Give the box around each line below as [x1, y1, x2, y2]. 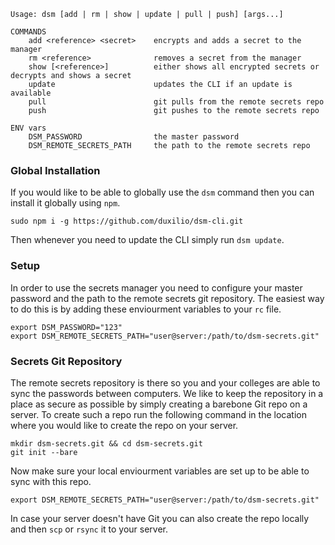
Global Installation [10, 163, 101, 177]
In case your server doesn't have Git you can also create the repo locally [10, 512, 310, 524]
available [10, 88, 52, 98]
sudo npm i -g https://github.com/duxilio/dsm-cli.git [10, 216, 244, 227]
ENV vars [10, 123, 47, 133]
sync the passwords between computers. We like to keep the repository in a [10, 387, 324, 399]
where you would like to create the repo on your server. [10, 419, 239, 431]
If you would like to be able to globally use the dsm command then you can [10, 186, 315, 199]
